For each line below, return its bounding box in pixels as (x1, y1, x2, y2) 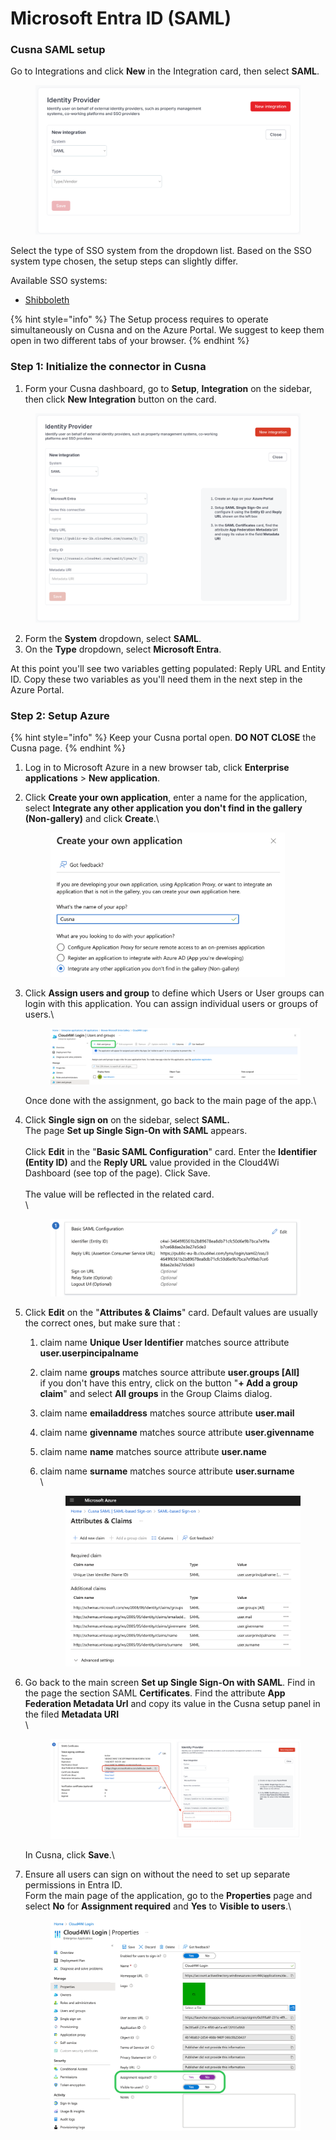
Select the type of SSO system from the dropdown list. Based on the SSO (10, 245, 312, 257)
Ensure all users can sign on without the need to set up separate (24, 1868, 291, 1881)
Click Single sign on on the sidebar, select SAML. (24, 1114, 230, 1126)
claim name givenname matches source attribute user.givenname (39, 1426, 315, 1438)
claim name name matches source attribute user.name (39, 1445, 267, 1457)
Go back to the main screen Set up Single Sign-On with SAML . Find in (24, 1676, 316, 1688)
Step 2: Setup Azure (10, 709, 110, 722)
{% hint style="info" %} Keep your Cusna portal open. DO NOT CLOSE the (10, 732, 317, 744)
